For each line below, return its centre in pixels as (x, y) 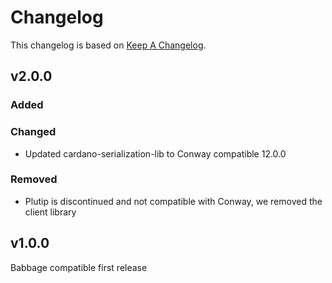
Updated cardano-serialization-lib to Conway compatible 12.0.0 (155, 153)
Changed (33, 132)
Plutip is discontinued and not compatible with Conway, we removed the (173, 201)
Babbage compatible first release (79, 267)
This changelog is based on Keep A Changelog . (108, 45)
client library (50, 212)
